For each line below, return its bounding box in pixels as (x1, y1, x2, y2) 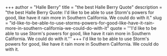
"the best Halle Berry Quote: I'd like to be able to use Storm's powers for (5, 9, 154, 15)
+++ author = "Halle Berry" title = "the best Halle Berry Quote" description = (5, 4, 162, 10)
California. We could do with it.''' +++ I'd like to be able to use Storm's (5, 36, 149, 42)
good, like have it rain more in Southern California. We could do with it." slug (5, 15, 162, 20)
